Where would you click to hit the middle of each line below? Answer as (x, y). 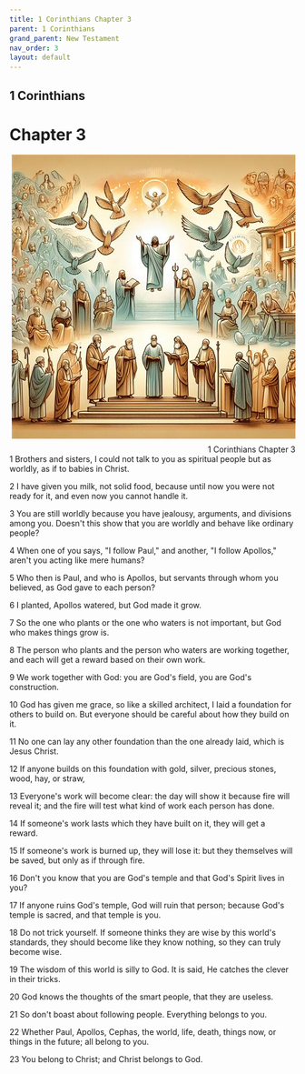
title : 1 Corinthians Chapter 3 (70, 19)
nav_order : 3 (34, 48)
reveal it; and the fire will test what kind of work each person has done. (142, 806)
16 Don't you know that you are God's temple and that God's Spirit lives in (147, 878)
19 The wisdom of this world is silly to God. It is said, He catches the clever (149, 969)
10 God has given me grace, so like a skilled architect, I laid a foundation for (151, 705)
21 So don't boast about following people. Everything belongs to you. (138, 1015)
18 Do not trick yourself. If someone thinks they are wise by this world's (143, 933)
